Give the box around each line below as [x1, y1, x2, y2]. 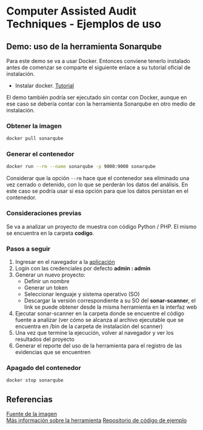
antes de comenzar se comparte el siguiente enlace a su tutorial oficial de [6, 64, 191, 71]
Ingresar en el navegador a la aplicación [15, 258, 115, 265]
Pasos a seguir [6, 244, 51, 253]
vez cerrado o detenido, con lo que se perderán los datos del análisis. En [6, 181, 188, 189]
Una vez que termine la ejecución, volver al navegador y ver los [15, 329, 174, 336]
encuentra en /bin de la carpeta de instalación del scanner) [15, 323, 163, 330]
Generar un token [24, 284, 68, 291]
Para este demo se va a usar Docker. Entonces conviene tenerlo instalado [6, 58, 190, 64]
